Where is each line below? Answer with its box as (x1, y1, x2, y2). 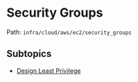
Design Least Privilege (16, 66, 81, 74)
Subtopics (6, 48, 52, 60)
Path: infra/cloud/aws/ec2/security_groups (6, 28, 132, 36)
